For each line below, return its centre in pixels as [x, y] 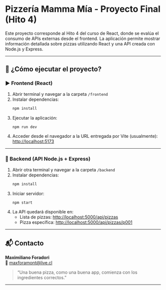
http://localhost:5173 [33, 141]
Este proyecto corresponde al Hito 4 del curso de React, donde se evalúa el [82, 33]
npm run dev [24, 127]
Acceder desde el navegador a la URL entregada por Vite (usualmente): [85, 136]
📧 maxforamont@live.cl [29, 263]
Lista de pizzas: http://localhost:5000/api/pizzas [69, 217]
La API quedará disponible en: [43, 212]
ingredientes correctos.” [42, 278]
